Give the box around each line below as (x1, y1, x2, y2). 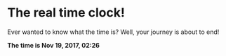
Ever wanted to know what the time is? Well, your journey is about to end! (7, 28, 220, 36)
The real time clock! (7, 5, 125, 21)
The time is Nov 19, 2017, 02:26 (7, 41, 100, 49)
